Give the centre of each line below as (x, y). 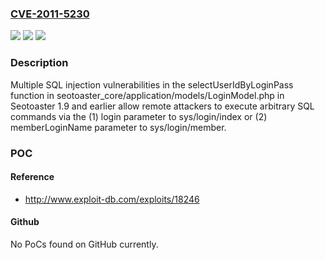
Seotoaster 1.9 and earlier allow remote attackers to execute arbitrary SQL (162, 106)
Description (39, 63)
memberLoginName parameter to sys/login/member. (118, 127)
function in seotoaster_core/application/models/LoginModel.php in (147, 95)
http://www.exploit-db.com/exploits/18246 (112, 199)
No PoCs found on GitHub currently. (84, 244)
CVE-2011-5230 (50, 14)
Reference (32, 177)
